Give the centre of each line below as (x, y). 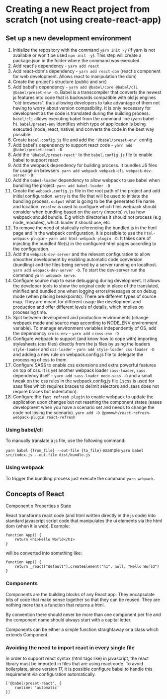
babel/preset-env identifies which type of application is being (83, 124)
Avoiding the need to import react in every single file (70, 647)
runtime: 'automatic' (37, 688)
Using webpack (25, 467)
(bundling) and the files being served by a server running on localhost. (85, 265)
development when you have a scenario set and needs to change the (83, 407)
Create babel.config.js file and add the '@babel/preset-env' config (83, 140)
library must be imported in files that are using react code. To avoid (74, 664)
